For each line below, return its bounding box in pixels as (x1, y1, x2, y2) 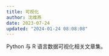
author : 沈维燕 (6, 14, 42, 20)
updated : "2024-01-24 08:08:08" (6, 25, 88, 32)
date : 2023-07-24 (6, 20, 50, 26)
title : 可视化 (6, 8, 39, 15)
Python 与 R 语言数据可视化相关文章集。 (6, 43, 107, 50)
